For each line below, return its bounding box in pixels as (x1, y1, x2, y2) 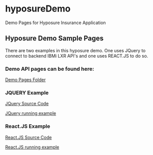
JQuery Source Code (5, 101, 49, 107)
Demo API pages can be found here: (5, 65, 94, 72)
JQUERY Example (5, 89, 49, 96)
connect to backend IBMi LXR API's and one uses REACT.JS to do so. (5, 53, 148, 59)
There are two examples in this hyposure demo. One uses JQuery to (5, 47, 146, 53)
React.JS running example (5, 144, 59, 150)
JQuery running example (5, 110, 56, 116)
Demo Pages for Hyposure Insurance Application (5, 20, 106, 26)
